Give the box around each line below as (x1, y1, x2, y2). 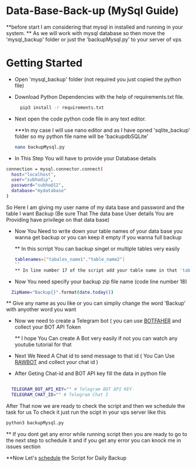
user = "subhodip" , (11, 177, 54, 183)
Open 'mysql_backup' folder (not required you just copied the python (14, 75, 181, 83)
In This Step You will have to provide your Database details (14, 154, 156, 162)
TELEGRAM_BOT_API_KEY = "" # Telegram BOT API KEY (11, 386, 132, 393)
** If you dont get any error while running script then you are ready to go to (6, 431, 187, 437)
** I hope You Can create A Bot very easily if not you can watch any (14, 335, 178, 342)
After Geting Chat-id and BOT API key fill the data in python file (14, 370, 167, 377)
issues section (6, 443, 41, 450)
